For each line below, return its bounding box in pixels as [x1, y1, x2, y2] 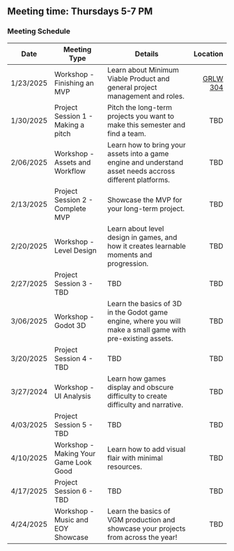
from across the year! [107, 532, 178, 542]
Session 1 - [54, 111, 93, 121]
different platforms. [107, 174, 171, 184]
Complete [54, 204, 86, 213]
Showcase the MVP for [107, 195, 182, 204]
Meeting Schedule [7, 27, 71, 36]
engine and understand [107, 157, 184, 167]
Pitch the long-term [107, 103, 173, 112]
